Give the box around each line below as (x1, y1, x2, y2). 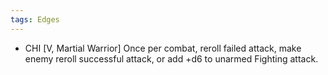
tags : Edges (10, 14, 60, 25)
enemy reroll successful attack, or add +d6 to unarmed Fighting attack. (24, 52, 319, 65)
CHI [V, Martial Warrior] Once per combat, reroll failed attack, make (24, 42, 302, 54)
